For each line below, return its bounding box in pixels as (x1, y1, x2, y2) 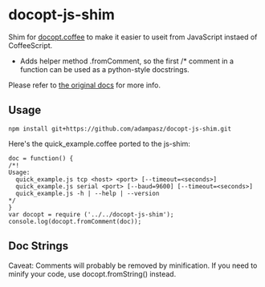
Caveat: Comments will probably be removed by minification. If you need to (8, 261, 258, 270)
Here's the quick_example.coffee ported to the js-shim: (8, 139, 191, 148)
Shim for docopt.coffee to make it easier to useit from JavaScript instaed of (8, 32, 258, 42)
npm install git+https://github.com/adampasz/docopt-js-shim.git (8, 124, 231, 133)
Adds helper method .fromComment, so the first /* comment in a (19, 56, 234, 66)
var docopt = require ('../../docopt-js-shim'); (8, 210, 174, 218)
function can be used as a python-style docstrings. (19, 64, 190, 74)
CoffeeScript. (8, 40, 53, 50)
